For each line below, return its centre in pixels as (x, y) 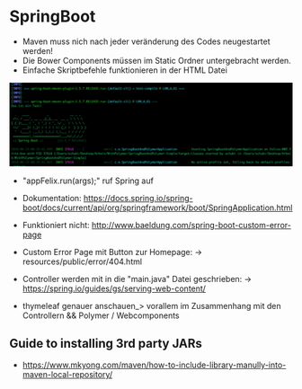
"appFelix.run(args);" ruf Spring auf (88, 181)
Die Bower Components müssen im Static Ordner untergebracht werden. (157, 60)
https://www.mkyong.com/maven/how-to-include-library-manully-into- (154, 365)
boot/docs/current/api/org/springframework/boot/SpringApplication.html (157, 208)
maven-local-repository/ (67, 375)
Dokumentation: (52, 198)
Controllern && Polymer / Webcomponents (101, 315)
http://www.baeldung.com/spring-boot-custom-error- (191, 225)
